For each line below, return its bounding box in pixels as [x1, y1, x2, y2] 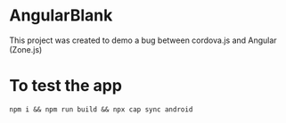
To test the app [9, 76, 123, 96]
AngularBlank [9, 5, 113, 26]
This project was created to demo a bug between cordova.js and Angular [9, 35, 278, 45]
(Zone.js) [9, 44, 43, 54]
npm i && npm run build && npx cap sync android [9, 104, 193, 114]
